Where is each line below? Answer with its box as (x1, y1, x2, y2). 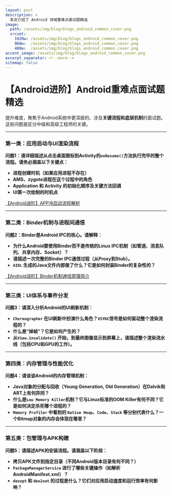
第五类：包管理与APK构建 (5, 435, 69, 442)
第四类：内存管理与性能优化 (5, 360, 74, 367)
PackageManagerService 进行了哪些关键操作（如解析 (12, 465, 121, 471)
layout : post (5, 7, 33, 13)
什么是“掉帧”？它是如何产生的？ (12, 328, 81, 335)
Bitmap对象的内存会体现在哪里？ (17, 416, 87, 422)
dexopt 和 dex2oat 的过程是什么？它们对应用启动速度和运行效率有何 (12, 478, 154, 484)
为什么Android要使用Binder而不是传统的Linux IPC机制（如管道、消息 (12, 243, 160, 249)
